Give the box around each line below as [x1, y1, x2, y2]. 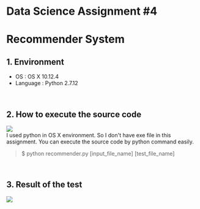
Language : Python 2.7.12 [15, 80, 78, 87]
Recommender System [6, 32, 125, 47]
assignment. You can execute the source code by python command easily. [6, 138, 194, 145]
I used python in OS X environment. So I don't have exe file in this [6, 132, 171, 139]
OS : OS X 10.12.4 [15, 73, 59, 80]
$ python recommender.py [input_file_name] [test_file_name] [21, 150, 175, 157]
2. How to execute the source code [6, 109, 142, 120]
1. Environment [6, 56, 64, 67]
